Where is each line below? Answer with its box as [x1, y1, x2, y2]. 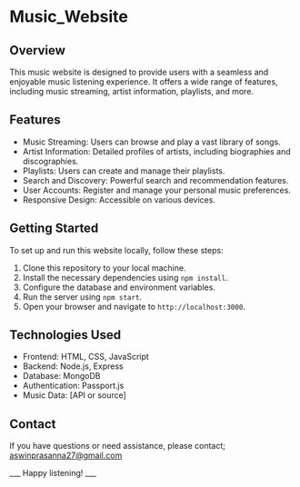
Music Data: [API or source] [22, 390, 127, 401]
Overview [9, 43, 66, 58]
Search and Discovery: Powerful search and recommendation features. [22, 174, 289, 185]
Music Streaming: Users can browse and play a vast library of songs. [22, 136, 281, 147]
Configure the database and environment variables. [22, 282, 216, 293]
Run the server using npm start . [22, 291, 143, 302]
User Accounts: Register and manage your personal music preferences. [22, 184, 291, 195]
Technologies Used [9, 327, 121, 343]
